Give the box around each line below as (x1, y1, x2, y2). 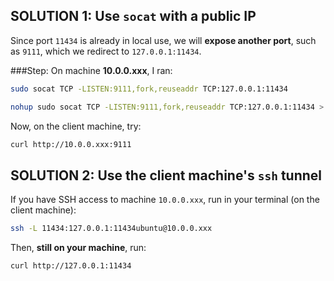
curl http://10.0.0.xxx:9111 (10, 139, 132, 149)
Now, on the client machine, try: (10, 120, 142, 132)
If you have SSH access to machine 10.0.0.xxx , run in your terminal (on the (10, 194, 320, 206)
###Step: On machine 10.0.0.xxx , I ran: (10, 64, 173, 76)
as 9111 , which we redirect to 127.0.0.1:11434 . (10, 45, 202, 57)
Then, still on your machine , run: (10, 242, 147, 254)
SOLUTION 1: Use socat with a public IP (10, 8, 257, 25)
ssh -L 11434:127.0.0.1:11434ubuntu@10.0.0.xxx (10, 224, 213, 234)
